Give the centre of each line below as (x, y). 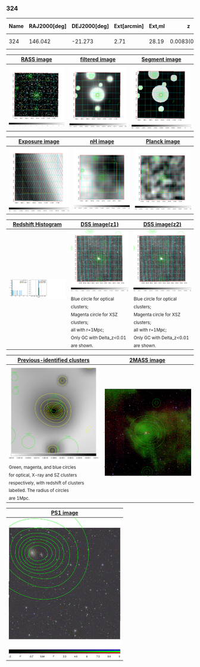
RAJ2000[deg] (48, 26)
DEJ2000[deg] (90, 26)
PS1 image (65, 513)
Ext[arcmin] (129, 26)
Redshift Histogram (37, 225)
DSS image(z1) (100, 225)
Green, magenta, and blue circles (42, 467)
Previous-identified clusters (54, 360)
